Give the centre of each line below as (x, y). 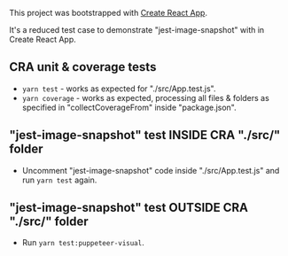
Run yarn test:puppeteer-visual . (83, 243)
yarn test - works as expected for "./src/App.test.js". (119, 89)
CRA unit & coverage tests (83, 67)
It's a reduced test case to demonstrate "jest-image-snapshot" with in (137, 30)
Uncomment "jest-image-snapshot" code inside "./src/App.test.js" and (151, 170)
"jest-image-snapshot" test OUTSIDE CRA (129, 208)
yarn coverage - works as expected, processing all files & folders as (146, 97)
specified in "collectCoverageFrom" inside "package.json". (129, 107)
